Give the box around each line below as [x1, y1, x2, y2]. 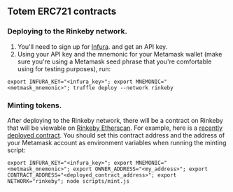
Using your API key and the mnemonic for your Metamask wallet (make [17, 50, 223, 58]
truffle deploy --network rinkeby [73, 84, 174, 91]
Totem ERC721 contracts [7, 6, 117, 17]
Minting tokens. [7, 101, 62, 110]
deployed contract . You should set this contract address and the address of [7, 131, 225, 139]
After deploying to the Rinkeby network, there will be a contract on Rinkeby [7, 116, 224, 124]
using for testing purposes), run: [17, 64, 111, 73]
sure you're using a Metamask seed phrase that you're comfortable [17, 57, 212, 66]
